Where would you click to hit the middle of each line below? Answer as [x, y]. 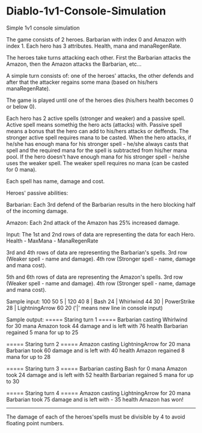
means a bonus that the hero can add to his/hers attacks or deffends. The [98, 131]
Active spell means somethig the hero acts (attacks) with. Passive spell [94, 124]
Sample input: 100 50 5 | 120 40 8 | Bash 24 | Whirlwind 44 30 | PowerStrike [101, 301]
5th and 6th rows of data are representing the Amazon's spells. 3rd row [95, 277]
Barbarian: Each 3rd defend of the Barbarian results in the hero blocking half [101, 204]
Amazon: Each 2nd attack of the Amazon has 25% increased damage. [93, 223]
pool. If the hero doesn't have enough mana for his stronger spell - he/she [98, 156]
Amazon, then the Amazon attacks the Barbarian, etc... [74, 64]
